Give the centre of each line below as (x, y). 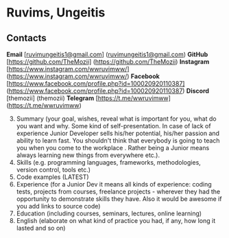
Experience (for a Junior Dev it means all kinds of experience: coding (114, 184)
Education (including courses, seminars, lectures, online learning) (109, 213)
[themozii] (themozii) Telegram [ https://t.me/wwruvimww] (88, 98)
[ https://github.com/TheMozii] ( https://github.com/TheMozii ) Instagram (108, 62)
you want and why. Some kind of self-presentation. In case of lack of (113, 126)
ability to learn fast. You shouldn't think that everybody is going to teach (118, 141)
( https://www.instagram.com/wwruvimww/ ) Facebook (83, 76)
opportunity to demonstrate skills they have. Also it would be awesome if (119, 199)
